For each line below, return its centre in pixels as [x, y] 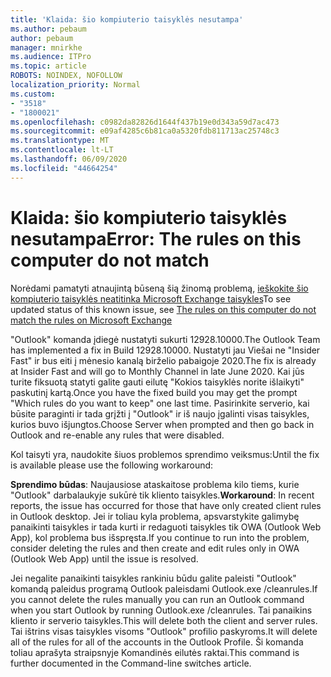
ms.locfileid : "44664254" [64, 168]
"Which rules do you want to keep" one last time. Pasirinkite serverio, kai [160, 403]
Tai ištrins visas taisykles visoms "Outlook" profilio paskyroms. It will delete [164, 631]
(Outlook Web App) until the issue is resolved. [104, 558]
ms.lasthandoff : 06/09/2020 [69, 159]
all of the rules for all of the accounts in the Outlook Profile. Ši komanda [157, 642]
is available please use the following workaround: [112, 465]
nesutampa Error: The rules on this [156, 238]
